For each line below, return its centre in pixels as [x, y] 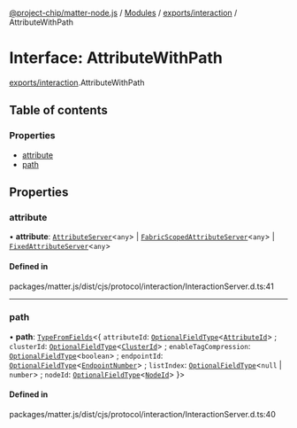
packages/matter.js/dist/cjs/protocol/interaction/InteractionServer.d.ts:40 [142, 415]
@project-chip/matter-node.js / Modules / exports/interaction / [123, 13]
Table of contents [58, 110]
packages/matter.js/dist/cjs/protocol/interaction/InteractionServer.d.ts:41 [141, 286]
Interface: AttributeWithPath [116, 58]
